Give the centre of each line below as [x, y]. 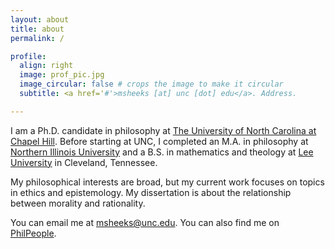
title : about [37, 29]
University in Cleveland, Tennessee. [84, 162]
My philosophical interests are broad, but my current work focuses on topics [167, 182]
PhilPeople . [33, 233]
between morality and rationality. [78, 203]
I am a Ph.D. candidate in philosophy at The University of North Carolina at [163, 130]
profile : [28, 56]
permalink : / [37, 38]
